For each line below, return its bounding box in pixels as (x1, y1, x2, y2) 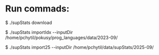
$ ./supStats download (5, 19, 52, 25)
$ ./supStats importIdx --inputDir (5, 29, 73, 35)
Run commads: (5, 3, 69, 14)
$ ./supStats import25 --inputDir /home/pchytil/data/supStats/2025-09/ (5, 44, 154, 50)
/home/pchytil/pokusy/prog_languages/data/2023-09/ (5, 34, 118, 40)
